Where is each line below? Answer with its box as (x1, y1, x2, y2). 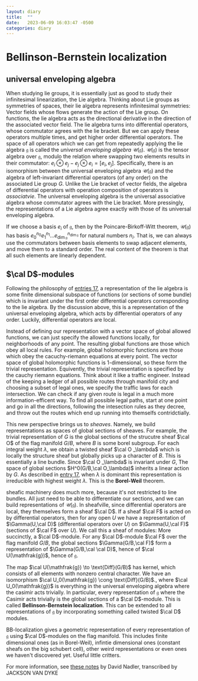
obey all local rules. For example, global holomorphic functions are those (6, 346, 183, 354)
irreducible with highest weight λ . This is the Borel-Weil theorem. (6, 477, 165, 485)
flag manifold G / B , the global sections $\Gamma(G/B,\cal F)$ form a (6, 539, 171, 547)
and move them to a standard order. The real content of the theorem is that (6, 246, 189, 253)
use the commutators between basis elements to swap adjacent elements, (6, 239, 187, 247)
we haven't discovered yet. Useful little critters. (6, 651, 121, 659)
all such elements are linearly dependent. (6, 252, 106, 259)
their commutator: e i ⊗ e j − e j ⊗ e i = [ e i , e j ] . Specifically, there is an (6, 160, 173, 168)
